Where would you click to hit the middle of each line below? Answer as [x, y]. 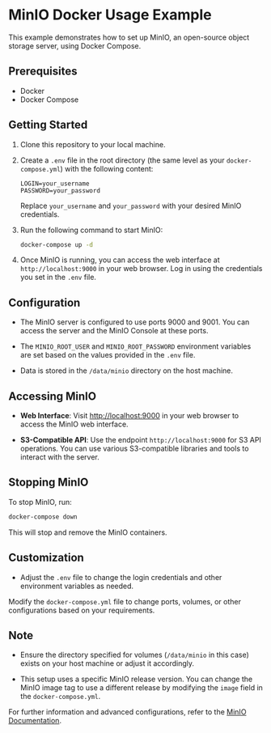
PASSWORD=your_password [60, 191]
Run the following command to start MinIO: [91, 230]
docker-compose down [43, 517]
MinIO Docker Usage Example [110, 15]
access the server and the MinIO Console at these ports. [114, 331]
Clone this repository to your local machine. [93, 144]
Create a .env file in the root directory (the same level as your [122, 160]
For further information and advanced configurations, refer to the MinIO [127, 712]
